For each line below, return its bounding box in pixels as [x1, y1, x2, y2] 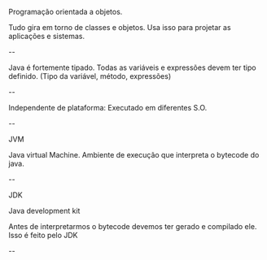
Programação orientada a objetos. [8, 7, 123, 16]
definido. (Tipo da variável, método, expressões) [8, 71, 172, 80]
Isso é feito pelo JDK [8, 231, 79, 240]
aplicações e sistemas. [8, 32, 85, 41]
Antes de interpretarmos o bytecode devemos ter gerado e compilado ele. [8, 222, 257, 231]
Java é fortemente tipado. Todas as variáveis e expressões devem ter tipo [8, 63, 256, 72]
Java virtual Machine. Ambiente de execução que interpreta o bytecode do [8, 150, 260, 159]
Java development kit [8, 206, 81, 215]
